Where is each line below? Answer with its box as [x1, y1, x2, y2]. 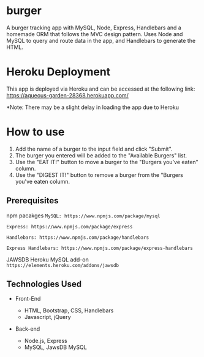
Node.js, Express [24, 337, 67, 345]
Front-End [15, 295, 41, 303]
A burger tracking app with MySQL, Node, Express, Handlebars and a [6, 24, 182, 31]
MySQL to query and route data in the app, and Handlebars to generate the [6, 37, 196, 44]
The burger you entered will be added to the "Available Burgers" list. [15, 151, 187, 159]
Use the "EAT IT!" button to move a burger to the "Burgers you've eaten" [15, 158, 199, 165]
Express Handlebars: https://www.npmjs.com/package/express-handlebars [6, 245, 193, 251]
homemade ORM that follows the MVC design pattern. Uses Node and [6, 30, 183, 37]
